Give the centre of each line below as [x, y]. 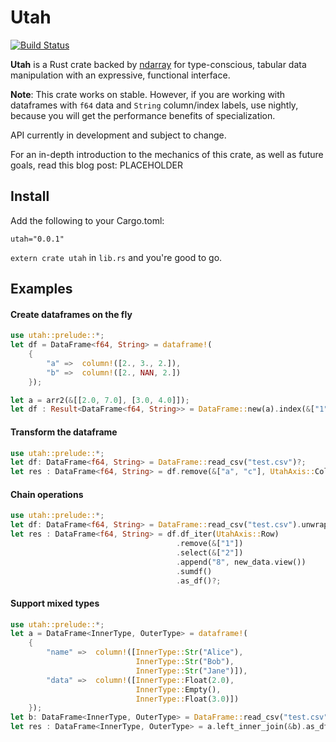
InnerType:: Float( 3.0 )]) [187, 699]
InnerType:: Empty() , [178, 689]
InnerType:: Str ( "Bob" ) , [185, 662]
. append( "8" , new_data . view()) [241, 562]
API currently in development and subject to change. [118, 135]
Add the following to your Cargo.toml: [87, 220]
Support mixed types [55, 603]
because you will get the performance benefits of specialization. [143, 115]
